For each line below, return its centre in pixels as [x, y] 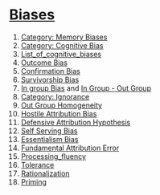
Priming [34, 181]
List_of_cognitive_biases [61, 54]
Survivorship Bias [50, 79]
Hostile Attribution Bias [59, 113]
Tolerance [37, 165]
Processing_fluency [53, 156]
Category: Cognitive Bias [62, 45]
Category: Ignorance [55, 96]
